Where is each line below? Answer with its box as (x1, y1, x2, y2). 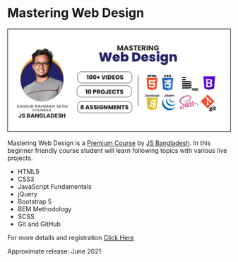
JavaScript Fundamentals (17, 182, 92, 191)
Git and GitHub (17, 220, 61, 228)
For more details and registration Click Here (7, 234, 134, 242)
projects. (7, 154, 33, 163)
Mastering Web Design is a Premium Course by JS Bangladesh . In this (7, 139, 211, 147)
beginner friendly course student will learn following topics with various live (7, 146, 227, 155)
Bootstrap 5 (17, 197, 52, 206)
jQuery (17, 190, 37, 199)
